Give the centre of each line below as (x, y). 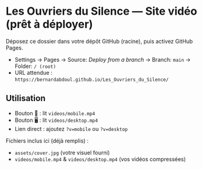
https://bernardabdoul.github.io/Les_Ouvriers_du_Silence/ (92, 80)
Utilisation (26, 98)
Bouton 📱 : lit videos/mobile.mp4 (55, 113)
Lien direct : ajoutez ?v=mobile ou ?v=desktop (71, 129)
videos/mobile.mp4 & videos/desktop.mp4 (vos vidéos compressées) (100, 159)
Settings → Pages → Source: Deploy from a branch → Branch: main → (103, 59)
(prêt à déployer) (49, 24)
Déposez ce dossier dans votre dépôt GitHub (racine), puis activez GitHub (99, 41)
